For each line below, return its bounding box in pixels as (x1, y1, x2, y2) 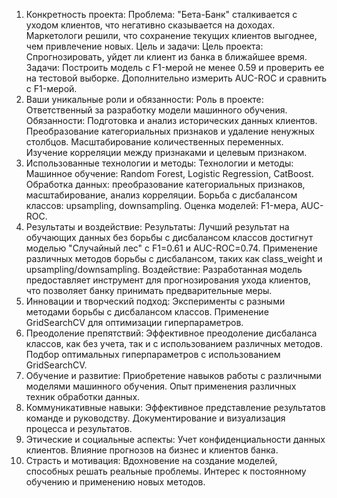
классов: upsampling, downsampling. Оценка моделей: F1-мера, (25, 200, 299, 211)
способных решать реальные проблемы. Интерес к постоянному (25, 465, 307, 477)
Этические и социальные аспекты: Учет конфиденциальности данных (25, 434, 326, 445)
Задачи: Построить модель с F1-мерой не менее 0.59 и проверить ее (25, 62, 325, 73)
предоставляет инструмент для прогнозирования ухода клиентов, (25, 274, 311, 286)
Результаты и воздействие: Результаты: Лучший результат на (25, 221, 290, 233)
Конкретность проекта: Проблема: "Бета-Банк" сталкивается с (25, 9, 298, 20)
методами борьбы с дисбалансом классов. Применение (25, 306, 269, 318)
